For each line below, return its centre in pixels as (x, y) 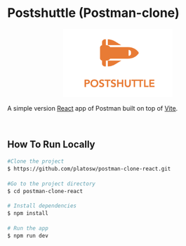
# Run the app (28, 228)
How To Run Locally (51, 144)
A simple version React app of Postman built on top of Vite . (93, 109)
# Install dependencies (42, 206)
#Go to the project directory (52, 184)
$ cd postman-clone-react (45, 191)
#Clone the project (36, 161)
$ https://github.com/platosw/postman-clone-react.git (89, 169)
